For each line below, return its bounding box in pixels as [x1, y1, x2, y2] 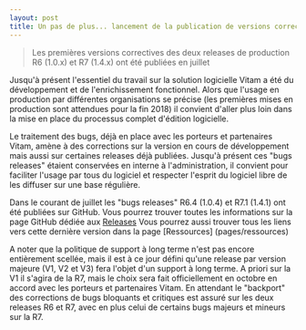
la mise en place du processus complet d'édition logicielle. [9, 113, 229, 124]
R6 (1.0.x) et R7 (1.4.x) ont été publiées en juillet [31, 57, 210, 67]
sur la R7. [9, 311, 44, 322]
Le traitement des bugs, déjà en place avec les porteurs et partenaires [9, 130, 273, 141]
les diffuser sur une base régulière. [9, 179, 141, 190]
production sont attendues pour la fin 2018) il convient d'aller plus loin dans [9, 103, 293, 114]
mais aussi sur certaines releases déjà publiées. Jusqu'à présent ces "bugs [9, 150, 293, 160]
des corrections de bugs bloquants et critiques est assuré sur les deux [9, 292, 274, 303]
